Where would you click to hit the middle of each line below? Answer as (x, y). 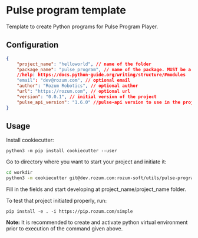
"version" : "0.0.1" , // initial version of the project (87, 97)
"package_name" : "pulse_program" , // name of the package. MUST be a (104, 69)
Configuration (32, 45)
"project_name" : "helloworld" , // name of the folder (84, 64)
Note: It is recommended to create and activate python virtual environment (97, 222)
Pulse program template (66, 10)
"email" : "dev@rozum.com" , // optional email (74, 81)
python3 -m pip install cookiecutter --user (62, 151)
